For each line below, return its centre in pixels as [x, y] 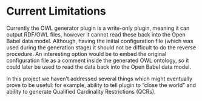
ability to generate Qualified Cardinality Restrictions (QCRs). [81, 91]
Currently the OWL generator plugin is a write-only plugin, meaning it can [98, 28]
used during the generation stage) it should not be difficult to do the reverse [101, 47]
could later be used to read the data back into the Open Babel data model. [99, 67]
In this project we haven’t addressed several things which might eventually [99, 78]
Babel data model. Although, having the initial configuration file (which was [100, 41]
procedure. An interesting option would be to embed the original [86, 54]
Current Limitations [56, 11]
